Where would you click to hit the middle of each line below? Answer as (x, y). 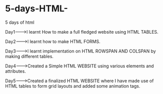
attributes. (16, 71)
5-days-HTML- (37, 9)
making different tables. (29, 56)
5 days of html (20, 22)
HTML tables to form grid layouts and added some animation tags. (73, 86)
